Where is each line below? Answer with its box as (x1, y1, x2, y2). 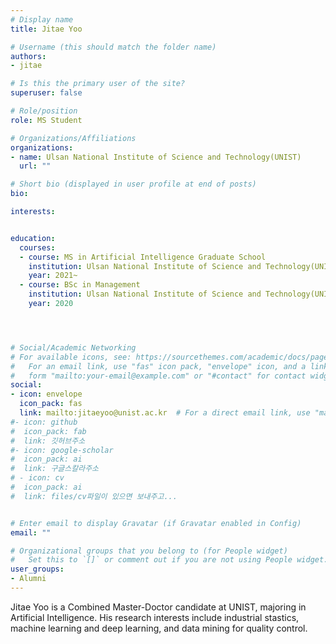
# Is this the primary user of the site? (10, 79, 186, 89)
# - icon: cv (10, 473, 65, 483)
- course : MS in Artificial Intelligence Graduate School (19, 252, 267, 262)
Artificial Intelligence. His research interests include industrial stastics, (10, 611, 300, 623)
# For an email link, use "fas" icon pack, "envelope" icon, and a (10, 361, 307, 371)
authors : (10, 51, 47, 61)
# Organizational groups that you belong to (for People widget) (10, 546, 288, 556)
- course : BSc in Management (19, 280, 141, 290)
